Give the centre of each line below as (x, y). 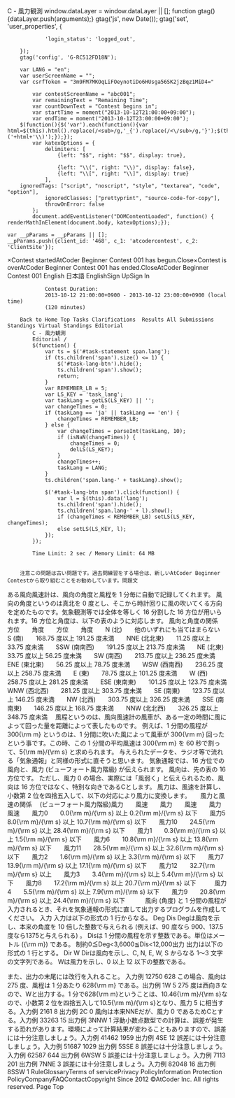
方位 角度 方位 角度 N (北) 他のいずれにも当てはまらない (114, 629)
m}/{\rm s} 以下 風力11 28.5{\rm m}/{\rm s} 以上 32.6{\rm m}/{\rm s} (116, 848)
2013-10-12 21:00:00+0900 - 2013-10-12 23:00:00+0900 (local (136, 295)
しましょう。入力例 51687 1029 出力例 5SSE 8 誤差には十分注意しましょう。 (117, 1046)
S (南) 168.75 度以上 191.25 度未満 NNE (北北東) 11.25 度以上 (109, 638)
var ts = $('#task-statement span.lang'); (107, 352)
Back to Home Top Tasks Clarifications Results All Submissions (117, 320)
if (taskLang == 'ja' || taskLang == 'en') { (112, 413)
